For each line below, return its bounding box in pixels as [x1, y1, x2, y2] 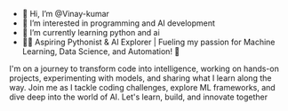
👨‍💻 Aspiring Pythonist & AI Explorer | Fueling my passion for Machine [21, 36, 276, 47]
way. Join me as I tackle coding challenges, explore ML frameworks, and [9, 83, 276, 92]
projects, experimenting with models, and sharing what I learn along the [9, 73, 272, 83]
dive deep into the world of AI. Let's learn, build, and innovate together [9, 91, 268, 102]
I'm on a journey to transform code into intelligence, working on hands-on [9, 63, 280, 74]
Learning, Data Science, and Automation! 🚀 [21, 46, 180, 57]
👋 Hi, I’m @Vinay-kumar [21, 9, 109, 19]
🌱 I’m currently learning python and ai [21, 28, 160, 37]
